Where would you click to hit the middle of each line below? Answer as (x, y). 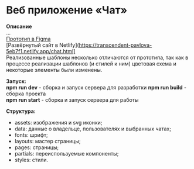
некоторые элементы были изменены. (54, 70)
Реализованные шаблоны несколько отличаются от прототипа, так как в (97, 57)
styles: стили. (31, 160)
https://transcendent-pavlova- (115, 45)
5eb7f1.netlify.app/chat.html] (41, 51)
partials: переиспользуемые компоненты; (67, 153)
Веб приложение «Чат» (67, 10)
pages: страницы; (37, 147)
